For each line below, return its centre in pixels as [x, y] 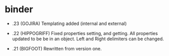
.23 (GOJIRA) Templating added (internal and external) [69, 23]
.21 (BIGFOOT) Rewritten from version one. [57, 48]
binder [19, 9]
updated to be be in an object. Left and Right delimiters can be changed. [88, 39]
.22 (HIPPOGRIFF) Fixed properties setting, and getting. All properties [85, 33]
